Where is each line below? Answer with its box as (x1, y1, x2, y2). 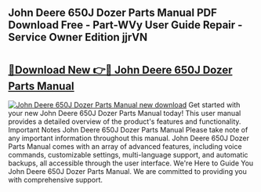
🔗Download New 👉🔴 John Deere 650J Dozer (8, 63, 233, 77)
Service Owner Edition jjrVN (8, 31, 148, 44)
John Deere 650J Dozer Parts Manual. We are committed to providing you (8, 167, 247, 176)
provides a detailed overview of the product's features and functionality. (8, 117, 241, 126)
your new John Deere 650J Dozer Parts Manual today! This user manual (8, 109, 241, 118)
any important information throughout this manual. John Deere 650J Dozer (8, 133, 249, 143)
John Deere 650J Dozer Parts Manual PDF (8, 6, 217, 20)
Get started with (188, 100, 241, 109)
